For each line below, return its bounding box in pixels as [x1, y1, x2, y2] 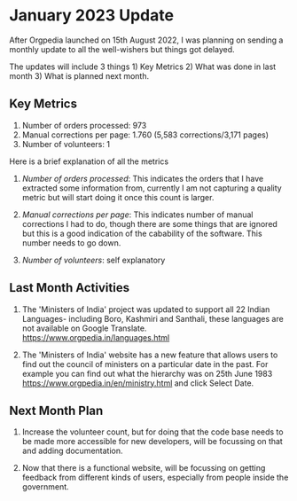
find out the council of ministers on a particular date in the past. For [21, 358, 269, 369]
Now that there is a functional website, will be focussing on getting [21, 463, 266, 474]
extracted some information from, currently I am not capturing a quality [21, 183, 282, 193]
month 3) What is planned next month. [9, 70, 149, 81]
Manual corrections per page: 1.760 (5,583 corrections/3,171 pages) [21, 129, 269, 140]
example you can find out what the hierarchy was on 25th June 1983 [21, 368, 273, 379]
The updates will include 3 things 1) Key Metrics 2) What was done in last [9, 61, 277, 72]
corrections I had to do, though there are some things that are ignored [21, 218, 277, 229]
